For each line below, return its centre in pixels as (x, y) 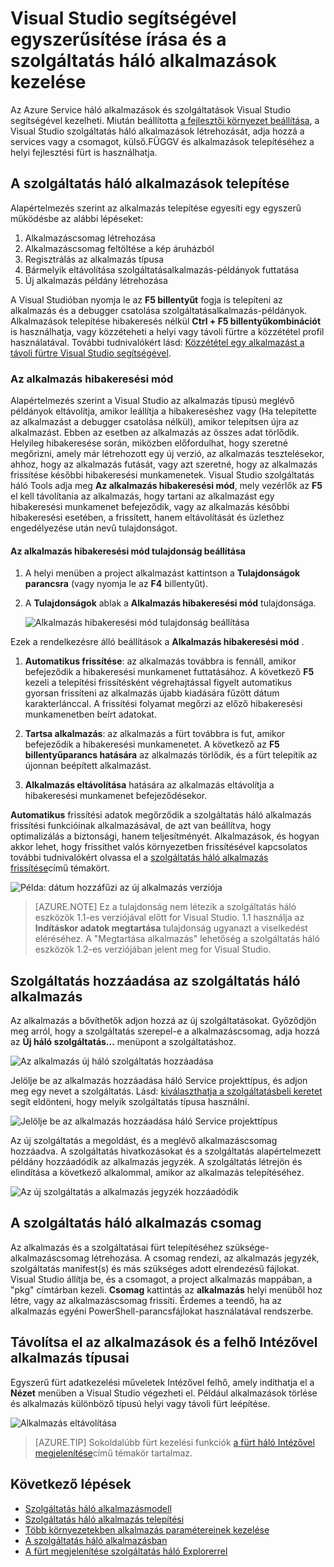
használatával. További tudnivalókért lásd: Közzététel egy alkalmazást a (157, 342)
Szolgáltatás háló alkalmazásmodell (98, 1508)
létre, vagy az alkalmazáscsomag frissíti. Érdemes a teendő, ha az (146, 1300)
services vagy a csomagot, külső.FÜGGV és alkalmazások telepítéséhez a (162, 141)
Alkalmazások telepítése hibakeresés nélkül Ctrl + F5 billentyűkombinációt (166, 321)
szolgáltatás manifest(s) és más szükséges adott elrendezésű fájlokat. (155, 1268)
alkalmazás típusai (70, 1358)
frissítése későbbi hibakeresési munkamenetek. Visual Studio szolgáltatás (162, 475)
